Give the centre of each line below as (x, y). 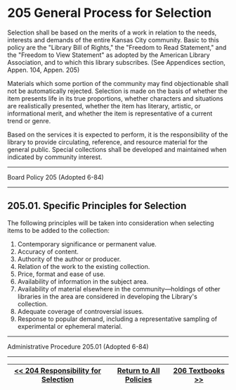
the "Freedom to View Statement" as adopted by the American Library (109, 55)
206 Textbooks (199, 370)
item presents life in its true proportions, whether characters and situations (115, 98)
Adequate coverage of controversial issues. (80, 311)
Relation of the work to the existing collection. (84, 266)
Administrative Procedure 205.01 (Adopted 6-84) (78, 346)
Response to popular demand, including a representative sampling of (117, 319)
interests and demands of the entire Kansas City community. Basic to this (113, 39)
